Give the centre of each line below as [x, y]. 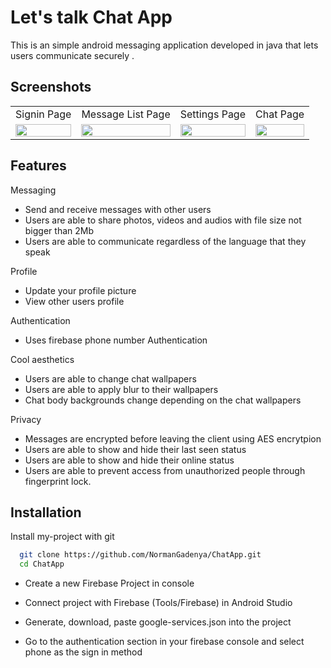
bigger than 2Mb [59, 230]
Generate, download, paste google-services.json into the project [158, 622]
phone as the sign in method [83, 652]
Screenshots [51, 87]
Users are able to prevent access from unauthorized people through [165, 470]
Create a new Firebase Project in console [109, 583]
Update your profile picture [80, 290]
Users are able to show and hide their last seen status [135, 449]
